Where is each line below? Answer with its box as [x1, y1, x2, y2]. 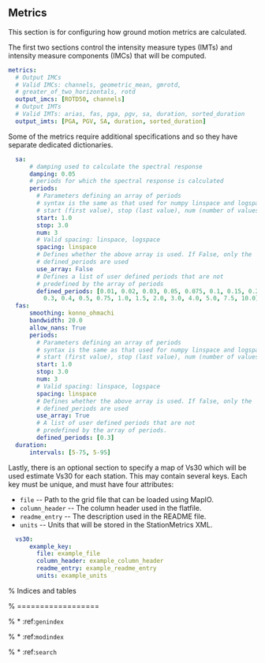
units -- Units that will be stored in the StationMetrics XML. [19, 520, 213, 529]
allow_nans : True [28, 323, 87, 332]
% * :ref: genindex [8, 616, 65, 626]
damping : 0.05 [28, 169, 77, 178]
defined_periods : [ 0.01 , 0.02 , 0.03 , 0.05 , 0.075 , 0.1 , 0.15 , [36, 287, 245, 295]
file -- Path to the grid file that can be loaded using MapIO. [19, 494, 215, 504]
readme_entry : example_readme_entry [36, 564, 157, 572]
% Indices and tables [8, 586, 77, 595]
